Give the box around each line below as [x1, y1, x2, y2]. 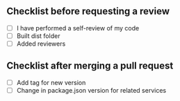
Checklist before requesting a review [6, 6, 170, 17]
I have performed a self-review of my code [16, 24, 140, 32]
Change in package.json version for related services [16, 86, 167, 94]
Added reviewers [16, 39, 66, 48]
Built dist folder [16, 31, 60, 40]
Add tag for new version [16, 78, 86, 86]
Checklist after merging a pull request [6, 60, 174, 72]
